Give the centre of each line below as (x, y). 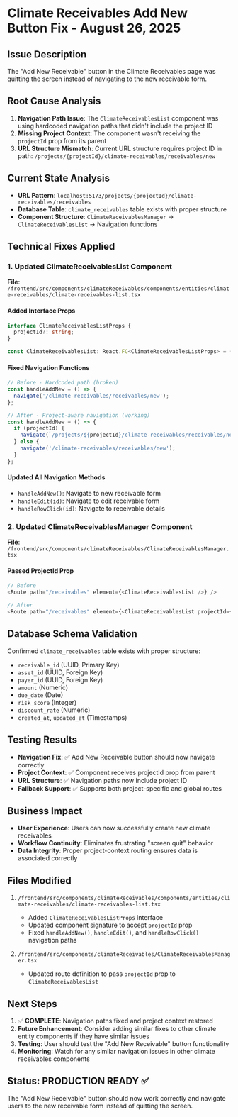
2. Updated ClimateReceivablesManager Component (100, 526)
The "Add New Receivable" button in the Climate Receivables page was (112, 71)
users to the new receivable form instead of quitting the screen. (100, 1106)
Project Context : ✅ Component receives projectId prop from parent (116, 772)
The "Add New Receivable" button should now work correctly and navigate (117, 1098)
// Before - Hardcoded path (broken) (63, 383)
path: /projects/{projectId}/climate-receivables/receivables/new (117, 156)
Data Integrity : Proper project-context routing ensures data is (108, 851)
